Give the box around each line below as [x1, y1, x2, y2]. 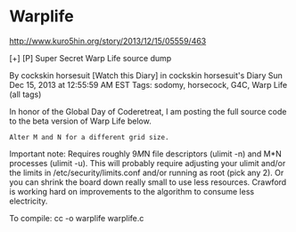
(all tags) [9, 89, 42, 100]
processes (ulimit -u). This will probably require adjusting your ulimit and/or [9, 157, 286, 168]
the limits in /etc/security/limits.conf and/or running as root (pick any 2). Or [9, 167, 284, 178]
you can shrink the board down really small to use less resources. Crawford [9, 176, 287, 188]
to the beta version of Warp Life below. [9, 116, 152, 126]
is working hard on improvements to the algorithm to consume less [9, 186, 255, 196]
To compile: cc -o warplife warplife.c [9, 212, 144, 223]
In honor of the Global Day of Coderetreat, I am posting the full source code [9, 106, 287, 116]
